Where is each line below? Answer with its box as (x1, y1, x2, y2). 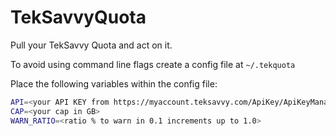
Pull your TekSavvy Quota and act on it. (10, 39, 173, 51)
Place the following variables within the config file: (10, 77, 218, 90)
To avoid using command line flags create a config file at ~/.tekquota (10, 58, 296, 70)
